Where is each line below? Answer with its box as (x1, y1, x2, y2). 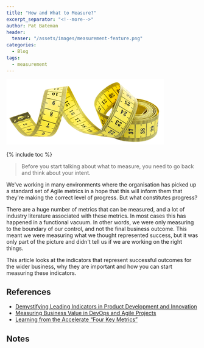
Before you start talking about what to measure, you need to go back (21, 162, 194, 170)
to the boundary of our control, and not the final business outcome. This (6, 225, 188, 232)
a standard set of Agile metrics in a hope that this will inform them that (6, 187, 183, 194)
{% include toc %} (6, 151, 53, 158)
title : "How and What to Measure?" (6, 10, 97, 16)
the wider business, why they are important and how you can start (6, 263, 172, 270)
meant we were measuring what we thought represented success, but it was (6, 232, 199, 239)
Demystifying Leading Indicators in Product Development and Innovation (15, 303, 197, 310)
